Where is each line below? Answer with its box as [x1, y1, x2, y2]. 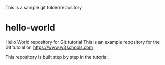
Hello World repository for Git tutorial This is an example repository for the [5, 39, 160, 45]
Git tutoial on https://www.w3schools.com [5, 44, 93, 50]
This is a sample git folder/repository [5, 5, 82, 10]
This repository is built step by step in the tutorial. [5, 54, 109, 60]
